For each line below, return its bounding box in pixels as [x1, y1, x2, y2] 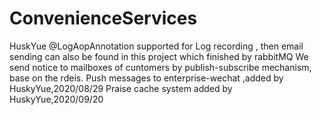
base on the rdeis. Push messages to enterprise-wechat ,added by [9, 72, 284, 84]
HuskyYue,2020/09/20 [9, 93, 104, 105]
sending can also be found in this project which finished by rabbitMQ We [9, 50, 309, 62]
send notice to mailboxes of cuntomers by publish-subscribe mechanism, [9, 61, 312, 73]
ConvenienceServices [9, 7, 198, 30]
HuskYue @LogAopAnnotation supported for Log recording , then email [9, 40, 304, 52]
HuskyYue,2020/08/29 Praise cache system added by [9, 82, 233, 94]
